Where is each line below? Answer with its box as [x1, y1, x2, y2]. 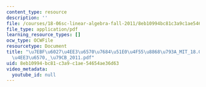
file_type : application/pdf [6, 26, 78, 32]
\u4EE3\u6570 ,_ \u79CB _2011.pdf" [12, 55, 95, 61]
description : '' [6, 15, 48, 21]
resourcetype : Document [6, 43, 67, 50]
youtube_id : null [12, 72, 56, 78]
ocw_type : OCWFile [6, 37, 53, 43]
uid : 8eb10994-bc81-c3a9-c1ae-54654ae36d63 [6, 60, 120, 66]
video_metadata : [6, 66, 48, 72]
